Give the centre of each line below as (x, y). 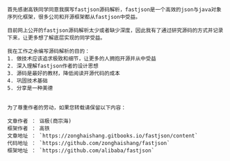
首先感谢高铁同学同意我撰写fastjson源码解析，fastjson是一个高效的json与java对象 (114, 10)
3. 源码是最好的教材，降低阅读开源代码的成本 (64, 74)
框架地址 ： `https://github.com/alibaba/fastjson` (81, 151)
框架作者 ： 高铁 (28, 129)
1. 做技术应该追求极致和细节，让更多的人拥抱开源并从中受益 (82, 59)
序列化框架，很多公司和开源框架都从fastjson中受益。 (74, 17)
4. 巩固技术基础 (27, 81)
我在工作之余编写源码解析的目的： (49, 51)
